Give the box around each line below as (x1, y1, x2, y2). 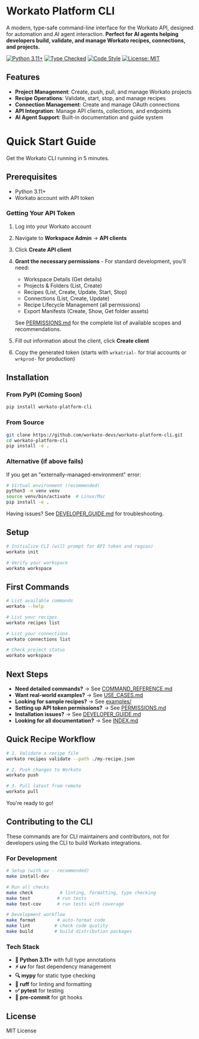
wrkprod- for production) (14, 355, 75, 362)
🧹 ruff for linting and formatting (14, 981, 92, 988)
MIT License (6, 1027, 37, 1034)
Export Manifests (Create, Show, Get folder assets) (23, 307, 149, 314)
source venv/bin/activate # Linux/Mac (6, 494, 106, 500)
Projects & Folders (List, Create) (23, 282, 103, 289)
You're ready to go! (6, 800, 54, 807)
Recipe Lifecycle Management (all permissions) (23, 301, 141, 308)
